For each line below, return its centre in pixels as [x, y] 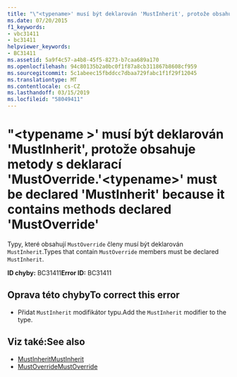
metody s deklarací [65, 164]
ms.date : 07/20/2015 [38, 21]
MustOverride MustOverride [57, 366]
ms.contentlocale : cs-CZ [44, 86]
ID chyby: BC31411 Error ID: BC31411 [59, 272]
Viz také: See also [46, 342]
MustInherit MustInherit [51, 359]
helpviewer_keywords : [39, 47]
